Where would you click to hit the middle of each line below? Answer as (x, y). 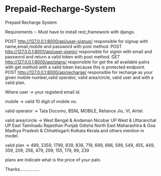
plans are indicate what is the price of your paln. (53, 159)
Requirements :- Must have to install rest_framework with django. (70, 32)
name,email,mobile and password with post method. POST (64, 46)
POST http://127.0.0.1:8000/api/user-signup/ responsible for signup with (77, 41)
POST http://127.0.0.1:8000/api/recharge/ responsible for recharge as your (79, 72)
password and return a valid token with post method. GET (63, 56)
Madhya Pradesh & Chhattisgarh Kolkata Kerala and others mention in (75, 130)
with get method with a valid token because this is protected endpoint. (75, 67)
